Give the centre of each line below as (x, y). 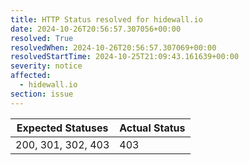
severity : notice (46, 66)
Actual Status (152, 128)
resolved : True (42, 38)
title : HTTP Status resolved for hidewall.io (106, 19)
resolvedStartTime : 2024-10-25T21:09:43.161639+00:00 (125, 57)
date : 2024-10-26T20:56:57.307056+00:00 (96, 29)
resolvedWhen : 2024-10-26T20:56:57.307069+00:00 (113, 47)
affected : (31, 76)
